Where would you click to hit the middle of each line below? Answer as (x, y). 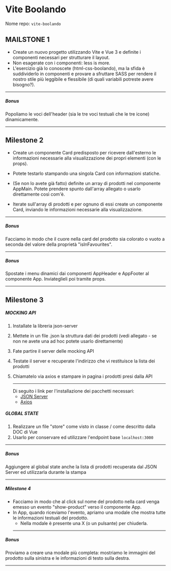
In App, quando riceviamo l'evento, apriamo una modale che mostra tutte (89, 512)
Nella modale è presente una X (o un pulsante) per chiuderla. (84, 523)
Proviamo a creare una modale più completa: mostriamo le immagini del (80, 553)
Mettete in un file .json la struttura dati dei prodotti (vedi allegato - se (84, 335)
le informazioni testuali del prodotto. (50, 518)
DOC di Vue (25, 432)
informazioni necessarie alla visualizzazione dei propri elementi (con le (87, 158)
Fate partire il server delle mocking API (53, 351)
